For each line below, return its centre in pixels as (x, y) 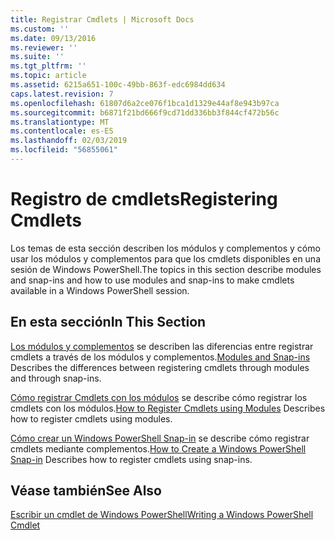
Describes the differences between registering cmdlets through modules (160, 367)
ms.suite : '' (37, 57)
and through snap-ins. (56, 378)
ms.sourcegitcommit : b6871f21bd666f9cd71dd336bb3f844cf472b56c (145, 112)
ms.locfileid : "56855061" (64, 150)
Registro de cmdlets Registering (144, 199)
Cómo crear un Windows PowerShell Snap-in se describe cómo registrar (160, 438)
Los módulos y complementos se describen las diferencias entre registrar (162, 346)
